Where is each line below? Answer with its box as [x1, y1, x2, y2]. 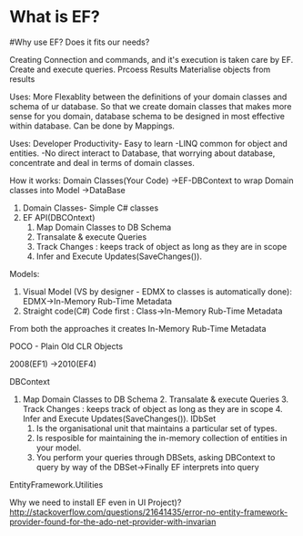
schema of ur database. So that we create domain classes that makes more [9, 100, 292, 111]
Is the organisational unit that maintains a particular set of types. [35, 422, 278, 434]
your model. [35, 442, 82, 453]
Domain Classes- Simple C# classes [22, 202, 159, 213]
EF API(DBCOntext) [22, 211, 96, 222]
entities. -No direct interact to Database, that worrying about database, [9, 148, 276, 159]
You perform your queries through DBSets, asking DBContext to [35, 451, 276, 462]
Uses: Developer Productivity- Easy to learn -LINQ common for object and [9, 138, 288, 149]
